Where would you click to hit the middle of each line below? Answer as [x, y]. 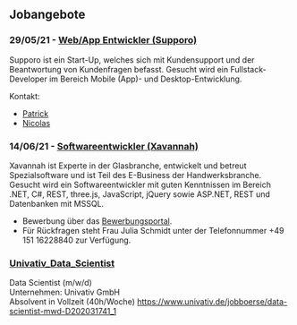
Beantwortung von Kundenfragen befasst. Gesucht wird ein [119, 69]
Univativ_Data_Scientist [62, 263]
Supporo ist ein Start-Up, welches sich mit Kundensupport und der [132, 60]
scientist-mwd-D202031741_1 [63, 312]
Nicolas [36, 123]
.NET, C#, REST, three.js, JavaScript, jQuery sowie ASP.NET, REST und [140, 194]
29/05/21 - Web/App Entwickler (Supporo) [103, 40]
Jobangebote [47, 15]
